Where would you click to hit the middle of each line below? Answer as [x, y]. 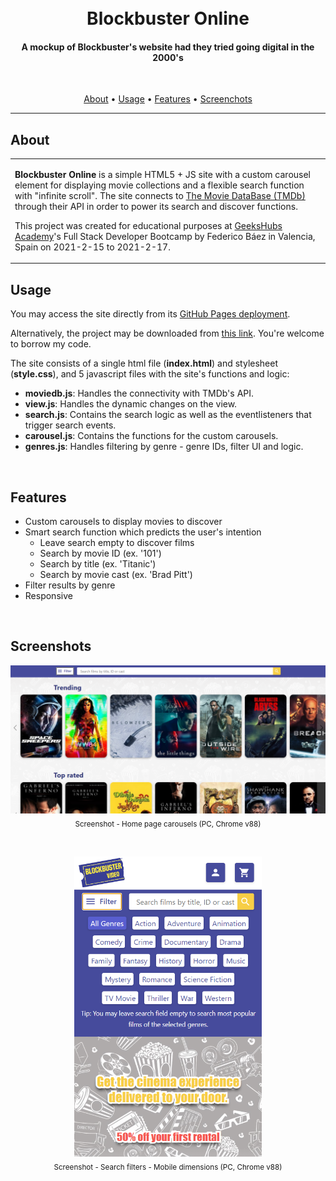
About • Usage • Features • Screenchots [168, 99]
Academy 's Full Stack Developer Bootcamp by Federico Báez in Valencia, [165, 236]
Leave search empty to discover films [117, 543]
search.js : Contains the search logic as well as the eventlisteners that [168, 415]
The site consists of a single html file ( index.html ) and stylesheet [144, 363]
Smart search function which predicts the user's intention [143, 532]
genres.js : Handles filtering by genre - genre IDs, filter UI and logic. [164, 447]
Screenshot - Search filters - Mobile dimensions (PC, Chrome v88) [168, 1167]
